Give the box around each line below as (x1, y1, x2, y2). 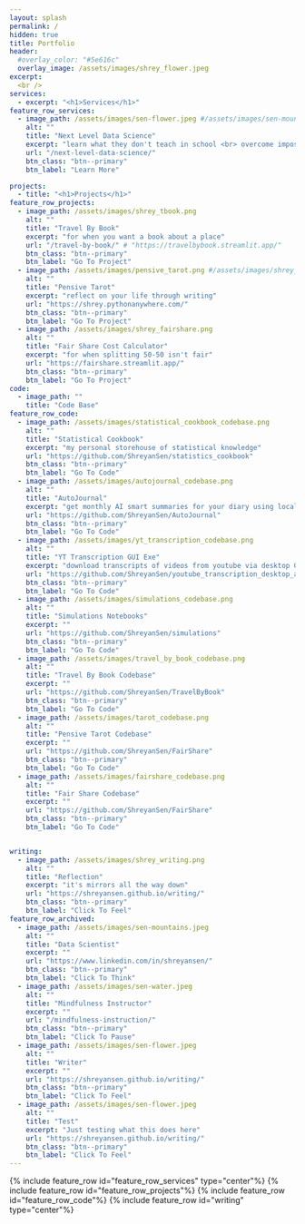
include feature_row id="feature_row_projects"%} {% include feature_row (9, 1185, 286, 1196)
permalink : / (9, 22, 59, 31)
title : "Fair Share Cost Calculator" (25, 342, 169, 351)
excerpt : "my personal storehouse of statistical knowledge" (25, 443, 261, 452)
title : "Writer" (25, 1058, 88, 1067)
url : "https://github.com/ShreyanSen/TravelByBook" (25, 688, 225, 697)
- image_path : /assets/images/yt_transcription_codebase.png (17, 536, 254, 545)
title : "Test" (25, 1117, 79, 1126)
